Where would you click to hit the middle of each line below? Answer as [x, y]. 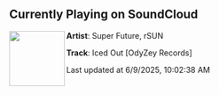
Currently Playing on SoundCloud [104, 15]
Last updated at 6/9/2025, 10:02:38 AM [138, 69]
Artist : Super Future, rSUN [115, 35]
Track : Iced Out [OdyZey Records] [129, 53]
